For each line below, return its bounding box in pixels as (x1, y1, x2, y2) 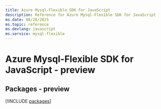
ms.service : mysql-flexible (5, 31, 65, 36)
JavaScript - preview (5, 64, 96, 76)
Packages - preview (5, 84, 70, 93)
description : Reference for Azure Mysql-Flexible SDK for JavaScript (5, 12, 156, 17)
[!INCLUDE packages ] (5, 98, 51, 104)
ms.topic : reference (5, 21, 49, 27)
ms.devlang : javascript (5, 27, 56, 32)
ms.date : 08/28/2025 (5, 17, 49, 22)
